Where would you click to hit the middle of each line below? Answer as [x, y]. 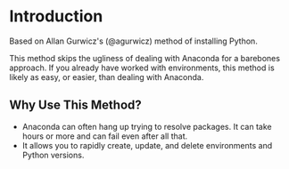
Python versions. [53, 155]
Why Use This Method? [76, 105]
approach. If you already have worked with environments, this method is [142, 68]
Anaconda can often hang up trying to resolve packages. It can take [147, 126]
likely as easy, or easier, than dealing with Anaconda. [107, 76]
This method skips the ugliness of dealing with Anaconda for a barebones [145, 58]
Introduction [56, 16]
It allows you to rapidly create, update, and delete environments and [147, 145]
